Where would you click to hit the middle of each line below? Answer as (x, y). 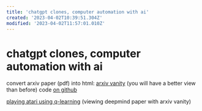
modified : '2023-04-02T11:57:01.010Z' (56, 23)
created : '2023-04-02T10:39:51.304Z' (54, 18)
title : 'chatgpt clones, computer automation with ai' (78, 12)
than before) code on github (42, 90)
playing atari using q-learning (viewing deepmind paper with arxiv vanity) (99, 102)
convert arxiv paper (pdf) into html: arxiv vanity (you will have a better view (101, 84)
